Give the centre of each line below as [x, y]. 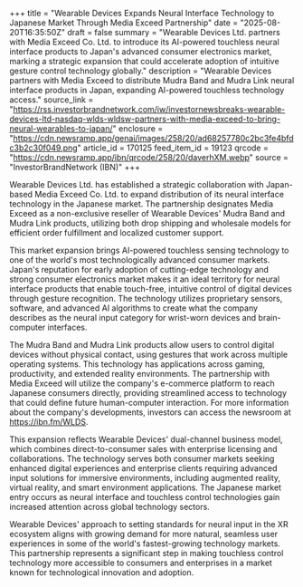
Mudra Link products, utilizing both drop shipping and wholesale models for [150, 223]
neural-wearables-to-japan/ [61, 129]
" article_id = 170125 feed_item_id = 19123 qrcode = [173, 148]
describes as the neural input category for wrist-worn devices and [133, 318]
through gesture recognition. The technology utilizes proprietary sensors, [146, 298]
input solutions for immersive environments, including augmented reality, [145, 478]
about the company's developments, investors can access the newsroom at [150, 412]
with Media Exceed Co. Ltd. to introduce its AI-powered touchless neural [145, 42]
